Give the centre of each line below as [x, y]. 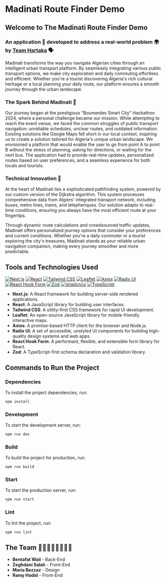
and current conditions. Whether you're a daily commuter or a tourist [75, 236]
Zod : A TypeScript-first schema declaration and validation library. [79, 352]
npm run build [20, 467]
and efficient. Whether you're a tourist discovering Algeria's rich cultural [79, 78]
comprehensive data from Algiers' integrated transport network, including [80, 200]
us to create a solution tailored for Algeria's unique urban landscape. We [79, 139]
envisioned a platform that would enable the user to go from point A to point [83, 144]
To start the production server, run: [41, 490]
